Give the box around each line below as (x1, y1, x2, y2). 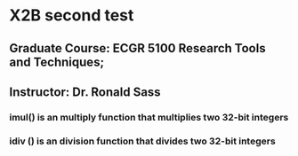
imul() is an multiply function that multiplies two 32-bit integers (9, 111, 289, 123)
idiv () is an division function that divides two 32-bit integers (9, 135, 276, 147)
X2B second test (9, 5, 134, 26)
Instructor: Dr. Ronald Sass (9, 84, 162, 99)
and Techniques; (9, 54, 105, 69)
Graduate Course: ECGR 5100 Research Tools (9, 41, 266, 56)
